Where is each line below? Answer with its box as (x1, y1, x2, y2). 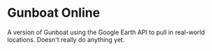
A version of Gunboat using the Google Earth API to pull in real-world (7, 28, 206, 36)
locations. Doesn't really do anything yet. (7, 35, 125, 43)
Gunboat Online (7, 5, 100, 21)
